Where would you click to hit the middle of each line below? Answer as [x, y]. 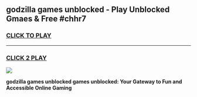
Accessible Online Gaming [39, 88]
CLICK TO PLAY [29, 36]
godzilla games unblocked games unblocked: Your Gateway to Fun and [94, 81]
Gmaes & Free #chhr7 [46, 19]
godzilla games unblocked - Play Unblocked [88, 10]
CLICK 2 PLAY [26, 58]
